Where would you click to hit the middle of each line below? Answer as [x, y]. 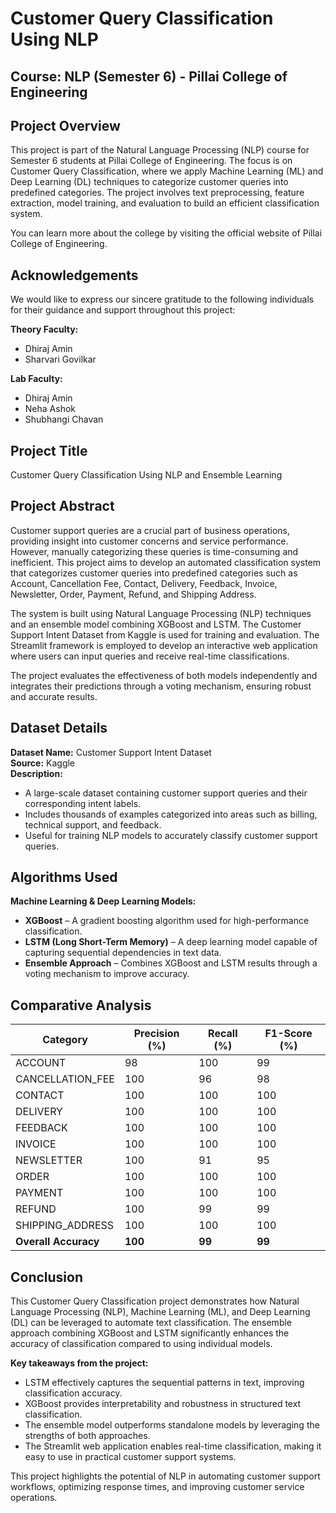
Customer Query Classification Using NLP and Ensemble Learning [146, 475]
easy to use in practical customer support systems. [130, 1457]
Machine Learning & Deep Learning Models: [103, 901]
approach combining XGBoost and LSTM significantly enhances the [150, 1333]
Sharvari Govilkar [60, 359]
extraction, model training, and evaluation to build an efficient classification [165, 203]
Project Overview [65, 125]
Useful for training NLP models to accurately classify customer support [171, 835]
